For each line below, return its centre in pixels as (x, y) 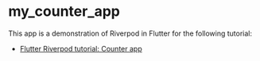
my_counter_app (64, 11)
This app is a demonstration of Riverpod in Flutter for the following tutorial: (130, 33)
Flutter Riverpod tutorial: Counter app (81, 48)
